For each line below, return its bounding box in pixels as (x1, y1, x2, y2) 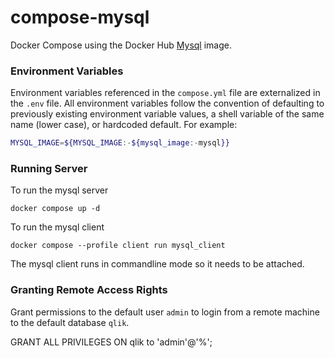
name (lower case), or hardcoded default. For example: (10, 119, 238, 131)
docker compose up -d (10, 204, 101, 214)
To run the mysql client (10, 221, 105, 233)
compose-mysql (10, 6, 150, 29)
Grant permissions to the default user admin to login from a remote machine (10, 306, 320, 318)
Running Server (10, 162, 88, 176)
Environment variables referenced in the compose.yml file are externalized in (10, 87, 321, 99)
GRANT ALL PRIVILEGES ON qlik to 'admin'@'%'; (10, 336, 213, 348)
